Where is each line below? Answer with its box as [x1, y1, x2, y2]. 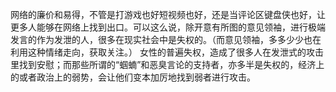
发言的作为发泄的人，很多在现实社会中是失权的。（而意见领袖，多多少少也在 [10, 34, 322, 45]
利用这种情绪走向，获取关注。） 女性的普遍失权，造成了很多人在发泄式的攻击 [10, 46, 324, 58]
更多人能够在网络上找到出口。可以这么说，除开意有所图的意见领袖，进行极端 [10, 21, 326, 33]
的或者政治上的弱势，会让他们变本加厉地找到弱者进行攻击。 [10, 71, 256, 83]
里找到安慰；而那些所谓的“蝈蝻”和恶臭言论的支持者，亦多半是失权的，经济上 [10, 59, 325, 70]
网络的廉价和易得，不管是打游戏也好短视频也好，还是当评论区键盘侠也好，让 [10, 9, 326, 20]
